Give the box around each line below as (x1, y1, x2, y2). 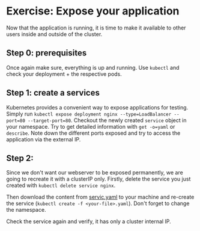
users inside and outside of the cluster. (6, 30, 103, 37)
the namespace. (6, 206, 46, 214)
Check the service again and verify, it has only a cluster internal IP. (6, 218, 171, 225)
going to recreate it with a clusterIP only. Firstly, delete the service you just (6, 176, 191, 183)
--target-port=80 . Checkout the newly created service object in (28, 116, 187, 124)
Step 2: (6, 153, 34, 163)
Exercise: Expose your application (6, 4, 180, 18)
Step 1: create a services (6, 88, 100, 98)
